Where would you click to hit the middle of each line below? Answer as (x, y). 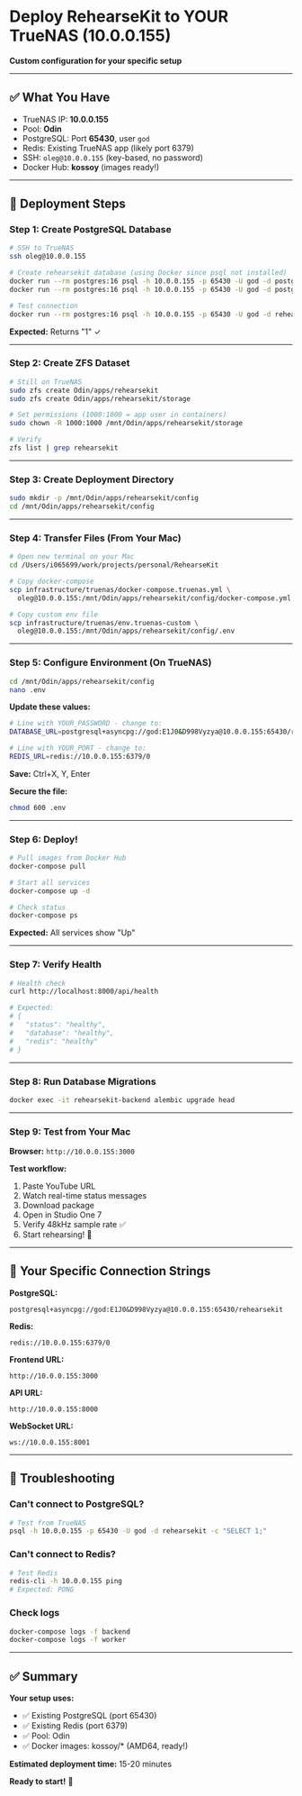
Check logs (35, 1613)
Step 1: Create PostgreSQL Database (91, 230)
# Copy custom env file (54, 615)
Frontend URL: (37, 1359)
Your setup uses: (42, 1698)
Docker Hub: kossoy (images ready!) (91, 167)
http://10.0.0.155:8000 (54, 1409)
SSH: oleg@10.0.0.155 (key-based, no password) (113, 157)
